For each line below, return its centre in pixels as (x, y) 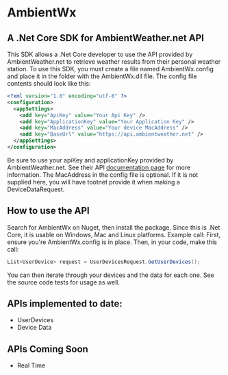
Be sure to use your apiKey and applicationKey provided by (90, 160)
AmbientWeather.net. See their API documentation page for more (99, 167)
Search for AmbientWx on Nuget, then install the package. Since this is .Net (114, 227)
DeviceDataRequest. (36, 189)
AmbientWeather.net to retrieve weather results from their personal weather (114, 62)
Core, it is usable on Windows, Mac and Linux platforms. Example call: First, (114, 234)
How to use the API (49, 211)
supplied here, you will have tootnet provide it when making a (93, 182)
